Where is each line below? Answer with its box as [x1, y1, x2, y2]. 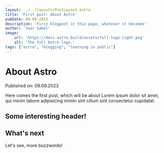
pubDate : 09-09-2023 [5, 16, 49, 21]
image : [5, 30, 19, 35]
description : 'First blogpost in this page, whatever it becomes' [5, 21, 147, 26]
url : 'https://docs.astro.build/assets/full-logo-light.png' [14, 35, 144, 40]
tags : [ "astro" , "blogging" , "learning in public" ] [5, 44, 115, 49]
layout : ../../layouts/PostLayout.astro [5, 7, 91, 12]
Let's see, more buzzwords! [5, 142, 63, 148]
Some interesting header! [5, 112, 87, 120]
